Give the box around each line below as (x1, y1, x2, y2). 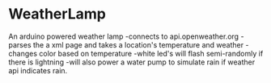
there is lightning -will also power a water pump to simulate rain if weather (8, 57, 256, 67)
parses (8, 39, 32, 49)
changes (8, 48, 38, 58)
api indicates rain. (8, 65, 68, 75)
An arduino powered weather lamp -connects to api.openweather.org (8, 31, 239, 41)
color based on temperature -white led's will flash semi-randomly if (39, 48, 264, 58)
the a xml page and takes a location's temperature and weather (32, 39, 244, 49)
